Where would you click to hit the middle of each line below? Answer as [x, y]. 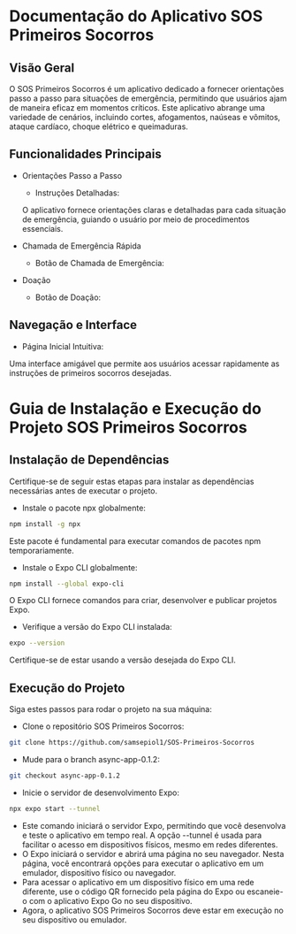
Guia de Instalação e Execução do [136, 408]
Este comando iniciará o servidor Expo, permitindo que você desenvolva [154, 825]
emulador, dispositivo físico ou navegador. [99, 872]
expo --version [37, 643]
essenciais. [42, 228]
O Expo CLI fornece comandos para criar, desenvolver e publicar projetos [143, 601]
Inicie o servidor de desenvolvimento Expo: [100, 792]
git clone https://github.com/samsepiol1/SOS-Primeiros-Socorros [132, 743]
